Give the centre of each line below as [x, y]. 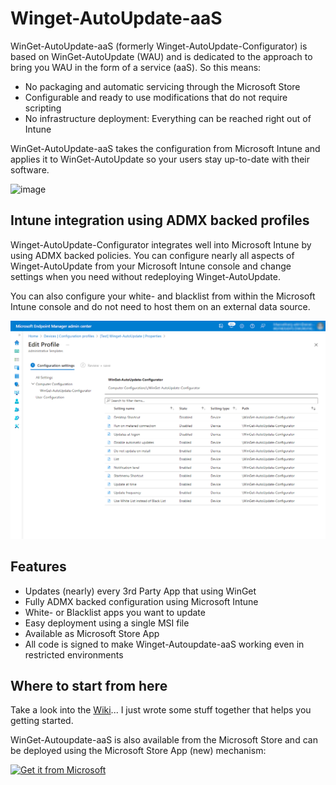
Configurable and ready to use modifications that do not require [156, 97]
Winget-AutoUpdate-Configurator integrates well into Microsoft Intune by [161, 244]
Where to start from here [89, 685]
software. [30, 169]
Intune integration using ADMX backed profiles [160, 220]
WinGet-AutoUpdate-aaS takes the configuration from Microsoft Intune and [165, 148]
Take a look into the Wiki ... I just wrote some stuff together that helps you [161, 710]
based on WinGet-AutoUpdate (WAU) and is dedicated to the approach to [161, 56]
